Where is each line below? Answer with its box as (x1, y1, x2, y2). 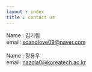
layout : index (6, 8, 44, 15)
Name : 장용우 (6, 52, 40, 59)
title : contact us (6, 14, 55, 20)
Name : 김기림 (6, 31, 40, 39)
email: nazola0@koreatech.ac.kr (6, 58, 86, 66)
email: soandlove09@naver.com (6, 38, 86, 46)
